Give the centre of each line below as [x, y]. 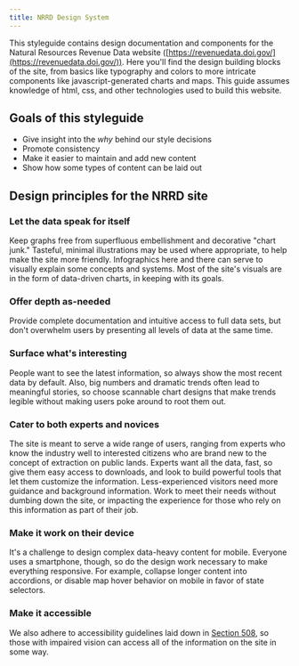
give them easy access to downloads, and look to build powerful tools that [145, 472]
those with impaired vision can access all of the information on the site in [143, 642]
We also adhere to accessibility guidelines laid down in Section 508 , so [139, 632]
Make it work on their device [72, 532]
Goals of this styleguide [77, 118]
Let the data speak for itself [70, 221]
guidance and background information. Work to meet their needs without [143, 491]
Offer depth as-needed [60, 302]
